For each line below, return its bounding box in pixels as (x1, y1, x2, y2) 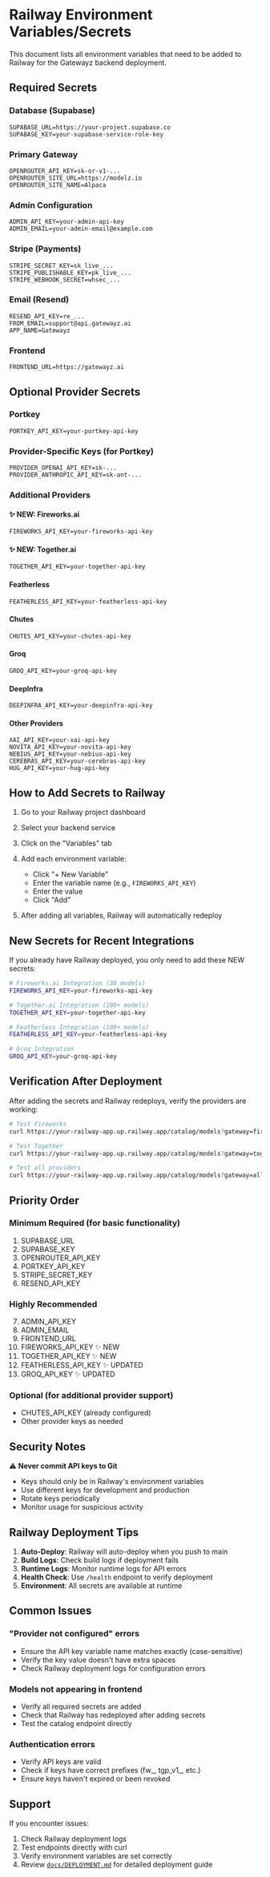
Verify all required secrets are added (20, 1702, 142, 1712)
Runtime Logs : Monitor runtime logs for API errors (20, 1564, 187, 1574)
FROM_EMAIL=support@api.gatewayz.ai (9, 319, 131, 327)
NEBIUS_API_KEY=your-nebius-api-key (9, 750, 131, 759)
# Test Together (9, 1141, 63, 1150)
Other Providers (9, 718, 63, 728)
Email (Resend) (9, 294, 70, 306)
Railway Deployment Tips (9, 1526, 139, 1539)
